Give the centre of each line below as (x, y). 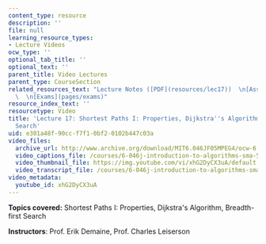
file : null (26, 30)
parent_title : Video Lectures (58, 74)
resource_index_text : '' (49, 104)
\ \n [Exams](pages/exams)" (62, 97)
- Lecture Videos (37, 45)
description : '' (35, 23)
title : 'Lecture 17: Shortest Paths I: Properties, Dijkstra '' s (116, 119)
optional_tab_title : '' (47, 60)
